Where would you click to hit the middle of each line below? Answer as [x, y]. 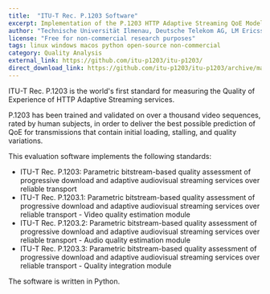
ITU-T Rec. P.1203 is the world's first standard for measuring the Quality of [132, 91]
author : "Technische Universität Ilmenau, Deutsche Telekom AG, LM [124, 31]
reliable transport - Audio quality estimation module [105, 240]
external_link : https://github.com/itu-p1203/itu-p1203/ [106, 61]
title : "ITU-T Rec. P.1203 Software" [73, 16]
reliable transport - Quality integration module [96, 265]
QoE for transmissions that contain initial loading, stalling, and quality [123, 132]
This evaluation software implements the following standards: [110, 156]
